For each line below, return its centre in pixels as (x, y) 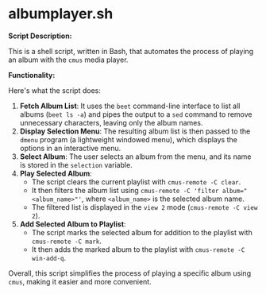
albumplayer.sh (61, 14)
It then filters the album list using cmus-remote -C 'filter (125, 190)
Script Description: (40, 36)
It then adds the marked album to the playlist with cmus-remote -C (138, 249)
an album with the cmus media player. (68, 60)
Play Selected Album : (56, 173)
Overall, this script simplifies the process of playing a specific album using (130, 273)
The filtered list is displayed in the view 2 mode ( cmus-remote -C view (145, 207)
